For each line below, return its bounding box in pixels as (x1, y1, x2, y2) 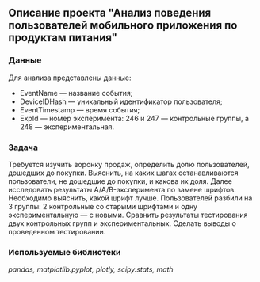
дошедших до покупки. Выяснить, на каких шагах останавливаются (8, 168, 239, 177)
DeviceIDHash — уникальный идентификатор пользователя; (19, 97, 224, 106)
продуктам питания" (8, 31, 117, 44)
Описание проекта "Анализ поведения (8, 6, 212, 20)
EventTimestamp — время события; (19, 105, 140, 114)
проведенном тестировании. (8, 227, 106, 236)
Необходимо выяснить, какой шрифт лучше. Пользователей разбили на (8, 193, 253, 203)
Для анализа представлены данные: (8, 73, 132, 82)
